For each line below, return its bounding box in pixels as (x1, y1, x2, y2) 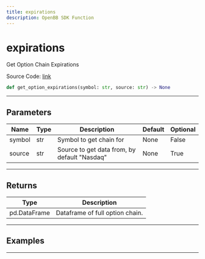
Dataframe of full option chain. (56, 208, 143, 217)
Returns (6, 180, 38, 191)
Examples (6, 236, 45, 246)
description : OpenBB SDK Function (6, 15, 95, 21)
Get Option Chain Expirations (6, 61, 79, 68)
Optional (170, 126, 196, 134)
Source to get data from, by (57, 146, 136, 154)
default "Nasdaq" (57, 153, 107, 161)
